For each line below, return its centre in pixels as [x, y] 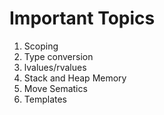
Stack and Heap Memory [75, 78]
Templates [45, 99]
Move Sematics [55, 88]
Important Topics [82, 18]
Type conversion [58, 56]
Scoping [41, 46]
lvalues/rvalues [55, 67]
